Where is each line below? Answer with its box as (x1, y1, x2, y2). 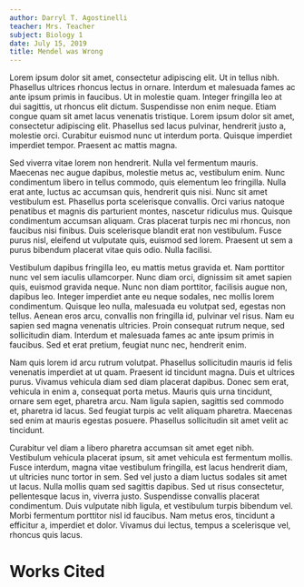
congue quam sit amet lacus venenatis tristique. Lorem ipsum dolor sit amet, (9, 111, 295, 122)
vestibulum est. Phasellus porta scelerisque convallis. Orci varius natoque (9, 197, 285, 207)
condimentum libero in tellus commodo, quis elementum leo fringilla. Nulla (9, 177, 287, 187)
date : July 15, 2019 (9, 38, 88, 48)
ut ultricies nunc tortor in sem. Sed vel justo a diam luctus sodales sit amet (9, 471, 288, 482)
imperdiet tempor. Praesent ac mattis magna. (9, 140, 178, 151)
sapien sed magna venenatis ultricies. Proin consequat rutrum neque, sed (9, 320, 286, 331)
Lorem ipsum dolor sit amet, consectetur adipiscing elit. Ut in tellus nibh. (9, 72, 279, 83)
